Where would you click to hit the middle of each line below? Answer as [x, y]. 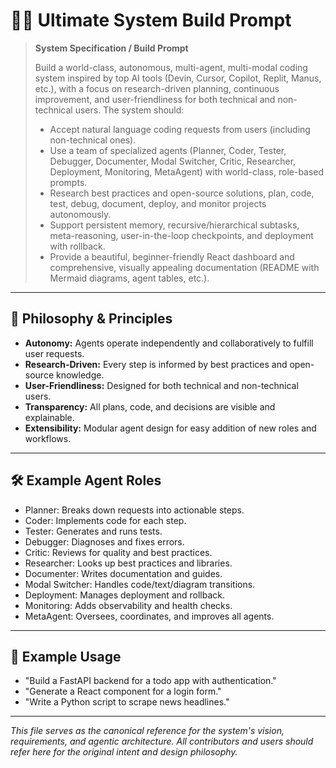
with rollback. [77, 246]
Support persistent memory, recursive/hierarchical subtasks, [174, 225]
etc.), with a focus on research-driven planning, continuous [157, 88]
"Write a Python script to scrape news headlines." [127, 702]
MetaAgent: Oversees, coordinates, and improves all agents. [149, 616]
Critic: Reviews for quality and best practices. [118, 552]
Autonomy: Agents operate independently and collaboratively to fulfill [169, 343]
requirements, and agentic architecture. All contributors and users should [162, 741]
